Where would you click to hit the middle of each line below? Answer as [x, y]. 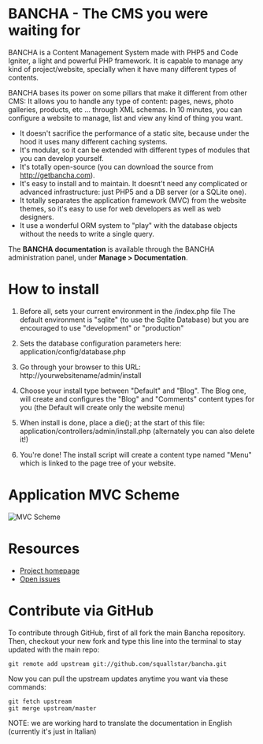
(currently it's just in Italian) [52, 731]
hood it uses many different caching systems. [93, 141]
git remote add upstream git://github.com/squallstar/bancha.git [117, 664]
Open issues [40, 579]
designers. [37, 217]
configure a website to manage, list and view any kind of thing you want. [126, 118]
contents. [24, 77]
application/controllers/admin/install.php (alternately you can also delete [137, 431]
